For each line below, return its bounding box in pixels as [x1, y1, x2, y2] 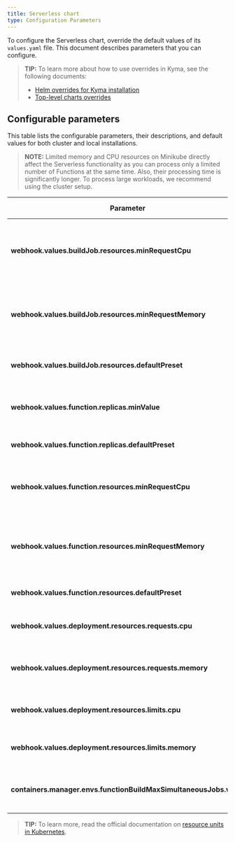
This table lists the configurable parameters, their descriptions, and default [7, 132, 222, 140]
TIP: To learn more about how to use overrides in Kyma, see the [24, 64, 208, 73]
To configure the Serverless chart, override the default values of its [7, 36, 201, 44]
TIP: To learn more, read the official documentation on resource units [24, 820, 224, 829]
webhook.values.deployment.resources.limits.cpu [10, 705, 181, 715]
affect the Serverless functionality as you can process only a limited [24, 160, 220, 169]
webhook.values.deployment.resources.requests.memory [10, 663, 208, 673]
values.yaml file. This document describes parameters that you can [7, 43, 201, 52]
